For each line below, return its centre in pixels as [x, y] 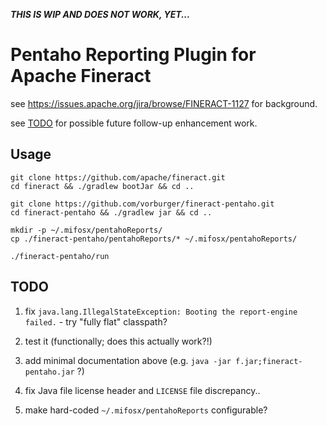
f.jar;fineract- [269, 361]
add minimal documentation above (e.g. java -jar [128, 360]
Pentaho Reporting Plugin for [133, 55]
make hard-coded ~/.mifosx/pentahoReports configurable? [146, 410]
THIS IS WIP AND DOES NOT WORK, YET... [100, 14]
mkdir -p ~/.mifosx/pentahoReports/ [86, 230]
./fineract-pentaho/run [60, 256]
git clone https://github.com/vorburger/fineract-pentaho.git [142, 204]
